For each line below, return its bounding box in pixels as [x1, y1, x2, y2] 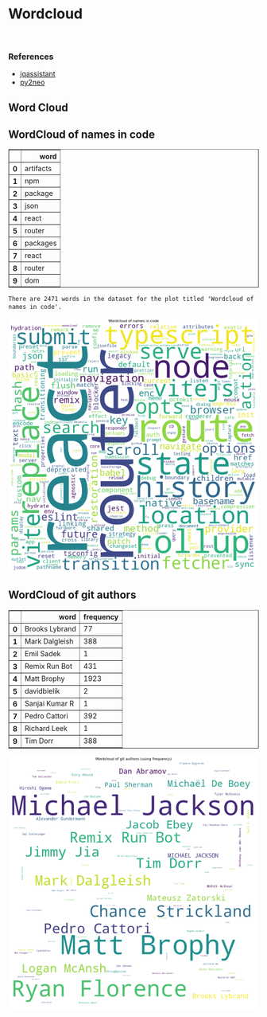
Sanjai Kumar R [25, 698, 74, 709]
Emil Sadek [25, 649, 61, 659]
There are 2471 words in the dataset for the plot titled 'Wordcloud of [8, 295, 254, 303]
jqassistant [19, 69, 56, 79]
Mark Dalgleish [25, 636, 74, 646]
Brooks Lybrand [25, 624, 77, 634]
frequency [83, 612, 119, 622]
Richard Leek [25, 724, 68, 733]
